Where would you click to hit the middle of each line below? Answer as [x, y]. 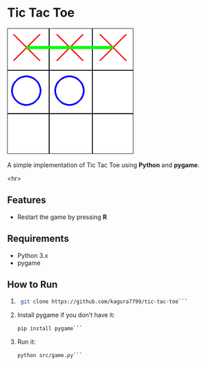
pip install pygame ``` [50, 329]
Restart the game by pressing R [62, 217]
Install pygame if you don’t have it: [66, 315]
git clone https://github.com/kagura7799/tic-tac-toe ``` [104, 302]
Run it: [26, 342]
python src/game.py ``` [50, 356]
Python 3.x [32, 255]
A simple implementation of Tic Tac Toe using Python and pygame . [103, 165]
